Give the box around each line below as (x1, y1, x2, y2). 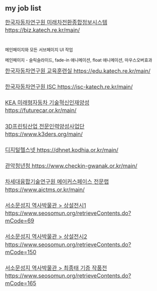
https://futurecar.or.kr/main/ (5, 107, 77, 114)
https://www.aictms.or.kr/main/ (5, 186, 85, 193)
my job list (5, 3, 41, 13)
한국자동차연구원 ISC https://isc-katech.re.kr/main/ (5, 83, 133, 90)
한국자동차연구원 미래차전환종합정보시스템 (5, 19, 108, 26)
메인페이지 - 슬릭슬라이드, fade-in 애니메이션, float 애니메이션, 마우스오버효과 (5, 57, 152, 63)
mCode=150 (5, 249, 36, 256)
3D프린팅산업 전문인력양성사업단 (5, 123, 85, 130)
